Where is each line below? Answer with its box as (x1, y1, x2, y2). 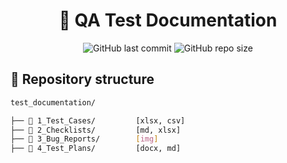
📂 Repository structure (10, 71, 155, 88)
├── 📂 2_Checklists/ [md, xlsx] (10, 125, 182, 135)
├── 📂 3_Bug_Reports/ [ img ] (10, 134, 159, 144)
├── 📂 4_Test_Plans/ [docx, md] (10, 144, 182, 154)
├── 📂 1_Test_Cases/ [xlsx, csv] (10, 115, 186, 126)
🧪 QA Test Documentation (58, 9, 278, 32)
